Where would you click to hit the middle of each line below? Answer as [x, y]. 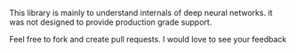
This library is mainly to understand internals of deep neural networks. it [141, 13]
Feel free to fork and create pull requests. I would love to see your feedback [148, 39]
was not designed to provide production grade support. [111, 22]
